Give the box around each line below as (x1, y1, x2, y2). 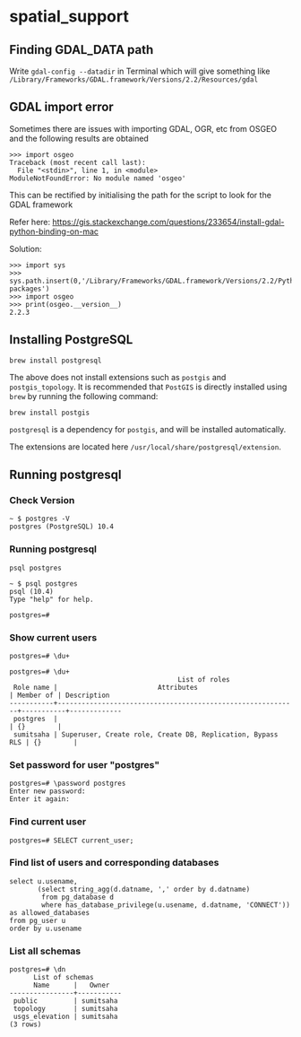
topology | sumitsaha (13, 1005, 118, 1014)
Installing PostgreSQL (9, 332, 133, 347)
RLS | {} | (9, 737, 78, 746)
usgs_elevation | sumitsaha (13, 1012, 118, 1022)
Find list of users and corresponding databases (9, 857, 219, 869)
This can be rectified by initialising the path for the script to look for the (9, 189, 271, 200)
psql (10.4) (9, 587, 54, 596)
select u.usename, (9, 876, 78, 885)
